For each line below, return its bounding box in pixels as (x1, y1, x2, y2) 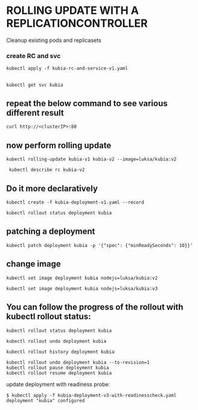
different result (6, 108, 65, 118)
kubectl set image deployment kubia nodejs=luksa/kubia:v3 (6, 285, 158, 291)
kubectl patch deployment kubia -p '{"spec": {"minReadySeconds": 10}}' (6, 242, 193, 248)
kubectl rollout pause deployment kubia (6, 365, 110, 371)
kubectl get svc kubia (6, 82, 63, 88)
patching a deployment (6, 226, 95, 237)
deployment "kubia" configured (6, 397, 85, 403)
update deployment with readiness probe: (6, 380, 110, 388)
